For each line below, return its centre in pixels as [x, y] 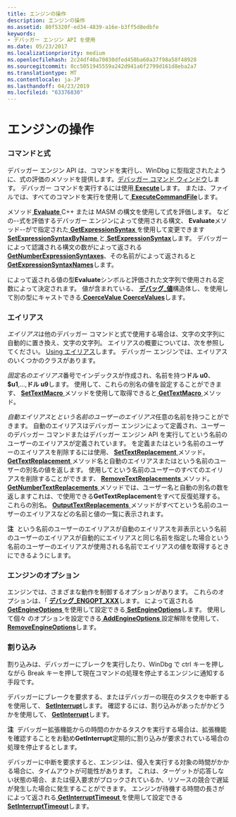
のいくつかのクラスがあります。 [54, 360]
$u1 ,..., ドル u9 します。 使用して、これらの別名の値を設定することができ [112, 384]
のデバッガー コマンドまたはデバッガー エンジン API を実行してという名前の [117, 434]
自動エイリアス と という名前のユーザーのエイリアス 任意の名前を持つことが [115, 416]
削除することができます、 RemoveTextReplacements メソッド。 [119, 478]
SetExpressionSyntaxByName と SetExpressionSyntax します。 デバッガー [118, 238]
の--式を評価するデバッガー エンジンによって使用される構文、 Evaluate [111, 220]
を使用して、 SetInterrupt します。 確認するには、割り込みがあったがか [110, 706]
